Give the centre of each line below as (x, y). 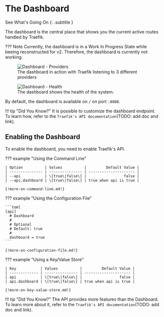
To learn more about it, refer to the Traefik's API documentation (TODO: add (82, 304)
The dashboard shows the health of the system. (66, 92)
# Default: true (26, 229)
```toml (13, 207)
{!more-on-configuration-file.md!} (41, 250)
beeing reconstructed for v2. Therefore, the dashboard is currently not (76, 52)
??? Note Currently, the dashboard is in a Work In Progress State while (76, 46)
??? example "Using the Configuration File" (49, 198)
